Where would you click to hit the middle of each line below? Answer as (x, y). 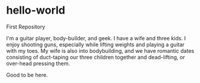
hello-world (36, 10)
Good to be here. (27, 75)
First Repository (26, 27)
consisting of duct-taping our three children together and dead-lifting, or (96, 57)
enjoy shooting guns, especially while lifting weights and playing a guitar (96, 44)
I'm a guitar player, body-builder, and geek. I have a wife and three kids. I (96, 38)
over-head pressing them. (38, 63)
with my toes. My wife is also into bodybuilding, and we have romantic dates (100, 50)
